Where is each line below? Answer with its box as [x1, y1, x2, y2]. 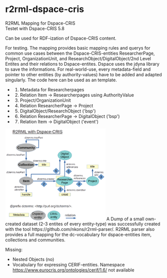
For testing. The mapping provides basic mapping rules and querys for [5, 45, 150, 51]
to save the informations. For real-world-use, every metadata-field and [5, 66, 151, 72]
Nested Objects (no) [12, 256, 54, 262]
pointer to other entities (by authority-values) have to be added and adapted [5, 71, 162, 77]
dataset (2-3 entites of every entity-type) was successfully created [22, 221, 160, 227]
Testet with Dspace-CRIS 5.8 [5, 25, 65, 31]
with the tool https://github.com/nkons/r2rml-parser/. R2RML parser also [5, 226, 155, 232]
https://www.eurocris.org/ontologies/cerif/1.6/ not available [12, 267, 134, 273]
